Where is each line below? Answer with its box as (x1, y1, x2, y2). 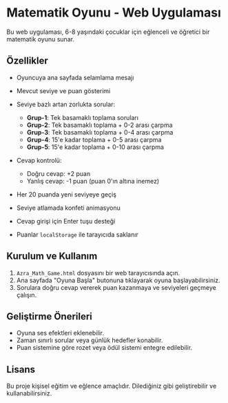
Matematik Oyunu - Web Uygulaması (6, 5, 222, 21)
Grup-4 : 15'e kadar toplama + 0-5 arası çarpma (26, 135, 162, 144)
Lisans (6, 364, 36, 375)
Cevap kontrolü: (16, 156, 62, 164)
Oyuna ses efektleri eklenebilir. (16, 329, 105, 337)
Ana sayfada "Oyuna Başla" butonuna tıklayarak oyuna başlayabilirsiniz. (16, 276, 221, 284)
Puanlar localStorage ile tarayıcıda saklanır (16, 230, 138, 239)
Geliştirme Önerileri (6, 311, 92, 322)
